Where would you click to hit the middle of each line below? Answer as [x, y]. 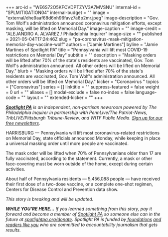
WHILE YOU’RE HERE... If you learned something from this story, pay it [79, 209]
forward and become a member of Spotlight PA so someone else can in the [83, 214]
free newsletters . [23, 123]
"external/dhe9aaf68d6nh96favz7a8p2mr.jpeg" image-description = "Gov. [82, 18]
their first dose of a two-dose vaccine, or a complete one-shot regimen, [80, 184]
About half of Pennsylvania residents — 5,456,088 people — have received [83, 179]
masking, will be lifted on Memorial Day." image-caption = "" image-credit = [84, 28]
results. [13, 230]
